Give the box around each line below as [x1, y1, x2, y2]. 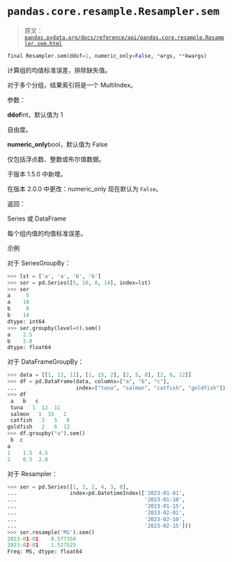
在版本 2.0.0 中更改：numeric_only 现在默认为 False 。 [7, 184, 162, 193]
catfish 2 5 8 [10, 417, 70, 424]
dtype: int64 [7, 318, 45, 325]
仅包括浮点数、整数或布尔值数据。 [7, 155, 105, 163]
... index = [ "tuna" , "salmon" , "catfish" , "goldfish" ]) [7, 385, 226, 392]
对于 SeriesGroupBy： [7, 258, 71, 267]
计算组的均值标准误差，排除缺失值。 [7, 66, 111, 74]
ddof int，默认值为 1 [7, 110, 63, 119]
